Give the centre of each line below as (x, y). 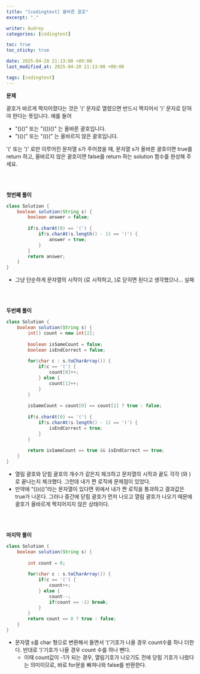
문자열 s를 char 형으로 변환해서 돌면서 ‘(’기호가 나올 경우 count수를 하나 (99, 642)
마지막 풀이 (19, 535)
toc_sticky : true (28, 51)
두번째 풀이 (19, 311)
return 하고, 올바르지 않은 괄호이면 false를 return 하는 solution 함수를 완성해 (96, 156)
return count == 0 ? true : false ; (72, 619)
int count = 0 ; (47, 563)
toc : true (19, 45)
